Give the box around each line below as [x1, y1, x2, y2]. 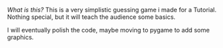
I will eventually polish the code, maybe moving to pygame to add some [7, 26, 210, 34]
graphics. [7, 33, 34, 41]
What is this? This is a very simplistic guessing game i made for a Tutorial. [7, 6, 217, 14]
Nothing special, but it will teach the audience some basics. [7, 13, 176, 21]
